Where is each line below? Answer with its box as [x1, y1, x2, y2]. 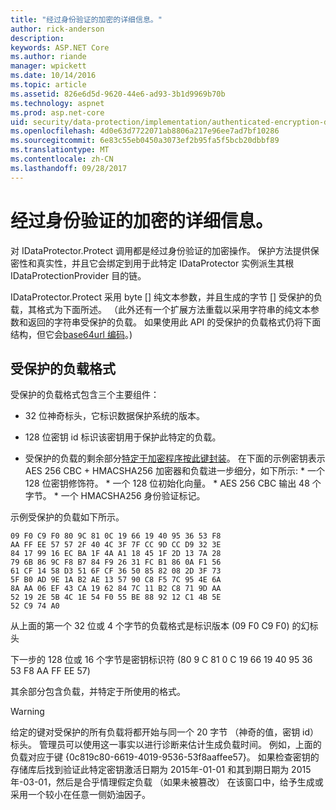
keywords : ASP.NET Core [10, 42, 110, 53]
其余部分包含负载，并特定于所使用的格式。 [10, 686, 186, 698]
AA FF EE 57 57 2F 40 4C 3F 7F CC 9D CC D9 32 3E [10, 540, 222, 550]
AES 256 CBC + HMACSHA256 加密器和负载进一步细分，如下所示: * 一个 [24, 465, 325, 477]
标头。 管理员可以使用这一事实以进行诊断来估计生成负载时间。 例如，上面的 [10, 739, 322, 751]
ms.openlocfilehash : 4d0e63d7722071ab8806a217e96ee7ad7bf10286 [10, 126, 280, 136]
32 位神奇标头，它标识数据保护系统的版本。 [24, 410, 205, 422]
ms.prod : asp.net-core [10, 107, 105, 118]
